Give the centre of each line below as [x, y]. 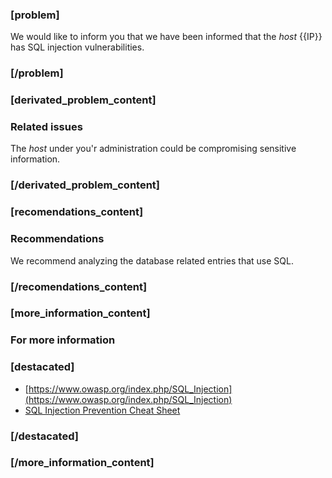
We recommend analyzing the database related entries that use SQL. [152, 260]
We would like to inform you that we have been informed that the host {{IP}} [166, 37]
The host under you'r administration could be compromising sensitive [153, 149]
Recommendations [57, 239]
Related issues [46, 127]
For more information [63, 340]
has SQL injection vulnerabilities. [77, 47]
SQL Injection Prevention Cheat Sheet [102, 410]
